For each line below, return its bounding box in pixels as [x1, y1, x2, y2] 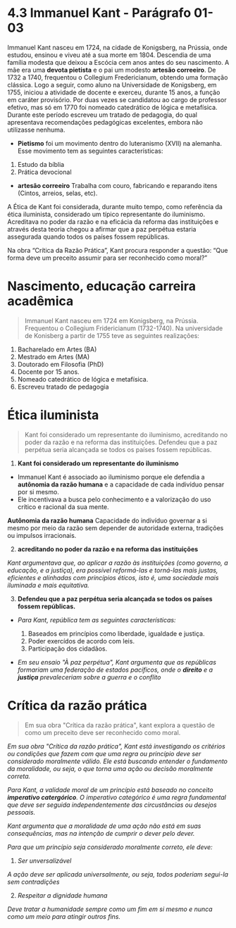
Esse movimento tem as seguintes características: [17, 146, 163, 155]
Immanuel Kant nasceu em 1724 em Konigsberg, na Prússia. [24, 316, 199, 325]
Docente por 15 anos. [17, 368, 80, 376]
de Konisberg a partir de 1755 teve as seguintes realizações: [24, 331, 199, 339]
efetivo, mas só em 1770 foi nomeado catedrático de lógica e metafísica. [7, 103, 218, 111]
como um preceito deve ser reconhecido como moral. [24, 728, 181, 736]
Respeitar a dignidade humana [17, 891, 108, 899]
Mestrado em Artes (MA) [17, 352, 90, 360]
